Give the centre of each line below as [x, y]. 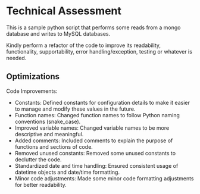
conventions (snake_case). [48, 121]
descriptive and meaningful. [49, 134]
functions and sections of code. [54, 146]
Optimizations [33, 76]
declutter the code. [38, 159]
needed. [16, 58]
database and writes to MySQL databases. [58, 33]
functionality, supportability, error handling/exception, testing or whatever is [99, 51]
